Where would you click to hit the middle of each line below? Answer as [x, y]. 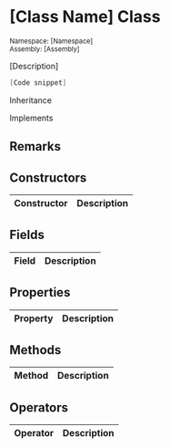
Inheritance [31, 100]
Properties [40, 292]
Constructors [48, 177]
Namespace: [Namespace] [51, 41]
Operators [39, 407]
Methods [35, 350]
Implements [31, 118]
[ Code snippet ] [38, 83]
